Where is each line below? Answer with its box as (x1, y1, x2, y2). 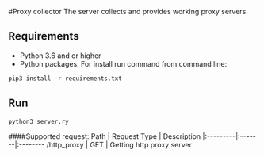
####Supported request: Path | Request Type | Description (8, 132, 201, 141)
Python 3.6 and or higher (19, 51, 101, 60)
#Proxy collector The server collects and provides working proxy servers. (8, 7, 248, 16)
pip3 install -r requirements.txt (8, 75, 123, 82)
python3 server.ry (8, 117, 69, 125)
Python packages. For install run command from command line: (19, 59, 228, 68)
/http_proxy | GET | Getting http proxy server (46, 140, 193, 150)
